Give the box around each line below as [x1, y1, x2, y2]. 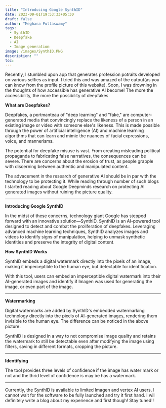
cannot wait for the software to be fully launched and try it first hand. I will [5, 392, 156, 398]
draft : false [5, 16, 32, 21]
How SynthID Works [5, 249, 47, 255]
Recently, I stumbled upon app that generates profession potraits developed [5, 71, 160, 77]
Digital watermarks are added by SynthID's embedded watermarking [5, 308, 145, 314]
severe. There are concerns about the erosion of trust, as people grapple [5, 158, 154, 164]
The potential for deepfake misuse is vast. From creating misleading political [5, 148, 161, 154]
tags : [5, 26, 16, 31]
